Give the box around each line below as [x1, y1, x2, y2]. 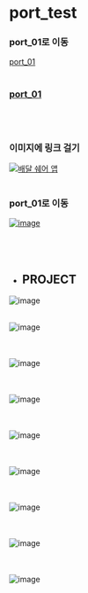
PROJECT [21, 271, 77, 286]
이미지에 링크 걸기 [9, 141, 81, 153]
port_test [9, 3, 77, 23]
